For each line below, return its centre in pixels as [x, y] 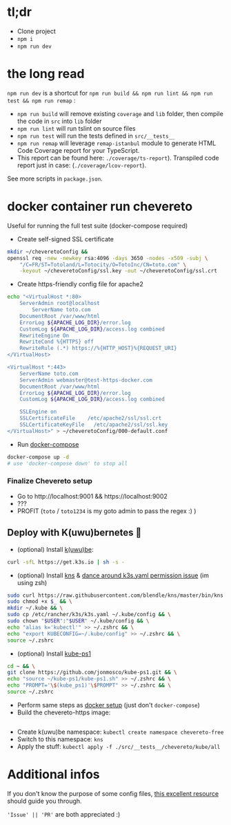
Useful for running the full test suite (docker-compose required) [98, 225]
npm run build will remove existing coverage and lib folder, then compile [120, 113]
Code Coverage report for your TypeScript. [78, 150]
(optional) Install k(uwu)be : [55, 549]
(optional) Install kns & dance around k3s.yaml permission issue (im [113, 575]
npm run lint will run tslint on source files [76, 128]
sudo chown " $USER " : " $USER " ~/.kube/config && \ [78, 621]
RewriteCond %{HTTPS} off [57, 342]
